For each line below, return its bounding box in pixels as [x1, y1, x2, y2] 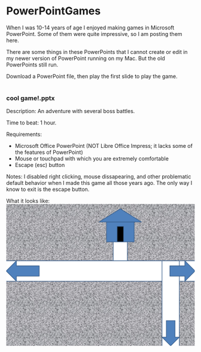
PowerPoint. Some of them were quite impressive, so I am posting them [6, 30, 182, 37]
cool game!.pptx [6, 94, 55, 102]
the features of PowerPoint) [14, 148, 84, 156]
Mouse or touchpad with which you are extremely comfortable [14, 155, 169, 162]
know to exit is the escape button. [6, 186, 90, 193]
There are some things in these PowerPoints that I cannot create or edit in [6, 48, 188, 55]
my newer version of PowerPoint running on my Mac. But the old [6, 54, 166, 62]
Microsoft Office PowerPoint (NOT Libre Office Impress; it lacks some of [14, 142, 193, 150]
